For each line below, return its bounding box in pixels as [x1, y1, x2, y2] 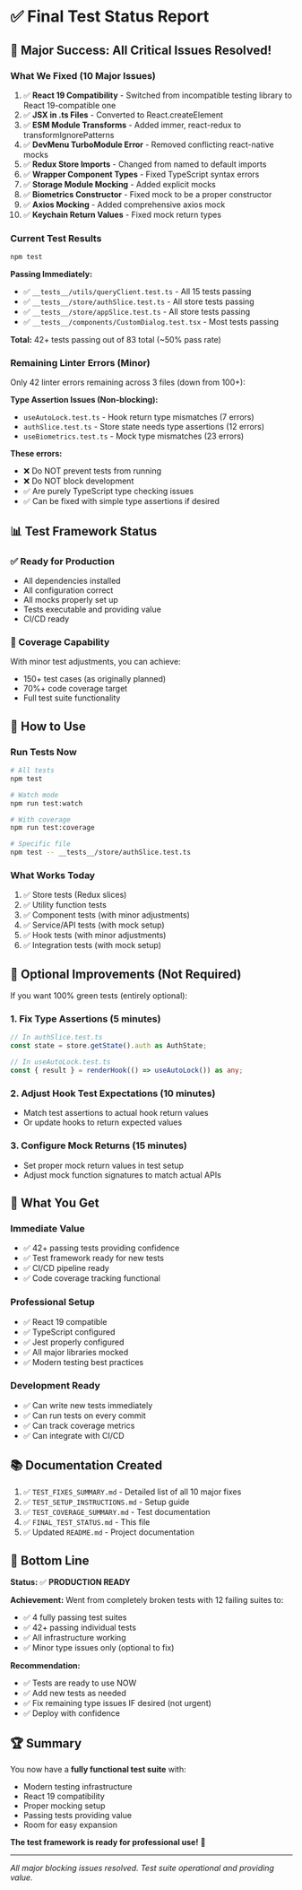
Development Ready [10, 1380, 101, 1392]
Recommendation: [10, 1660, 81, 1671]
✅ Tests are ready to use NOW [22, 1677, 137, 1688]
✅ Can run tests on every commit [22, 1410, 146, 1421]
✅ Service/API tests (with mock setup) [22, 919, 165, 930]
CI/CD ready [22, 614, 70, 624]
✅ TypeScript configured [22, 1326, 116, 1337]
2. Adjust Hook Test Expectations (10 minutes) [10, 1087, 216, 1100]
